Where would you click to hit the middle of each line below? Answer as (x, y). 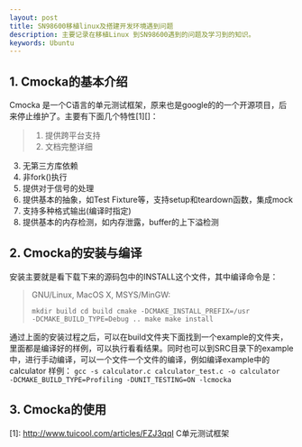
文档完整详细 (69, 147)
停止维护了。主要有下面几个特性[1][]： (88, 116)
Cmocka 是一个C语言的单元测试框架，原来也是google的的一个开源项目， (144, 105)
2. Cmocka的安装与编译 (76, 253)
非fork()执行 (45, 178)
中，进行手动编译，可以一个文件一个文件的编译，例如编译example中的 (140, 359)
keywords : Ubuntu (42, 43)
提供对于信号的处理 (58, 188)
